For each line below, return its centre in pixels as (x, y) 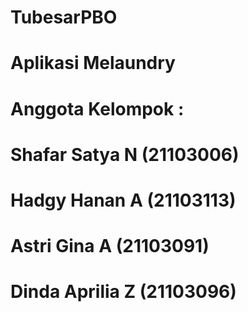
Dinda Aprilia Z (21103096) (123, 292)
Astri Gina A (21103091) (110, 246)
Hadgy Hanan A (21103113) (123, 200)
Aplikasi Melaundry (93, 63)
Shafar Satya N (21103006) (125, 154)
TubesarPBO (64, 17)
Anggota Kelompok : (97, 108)
